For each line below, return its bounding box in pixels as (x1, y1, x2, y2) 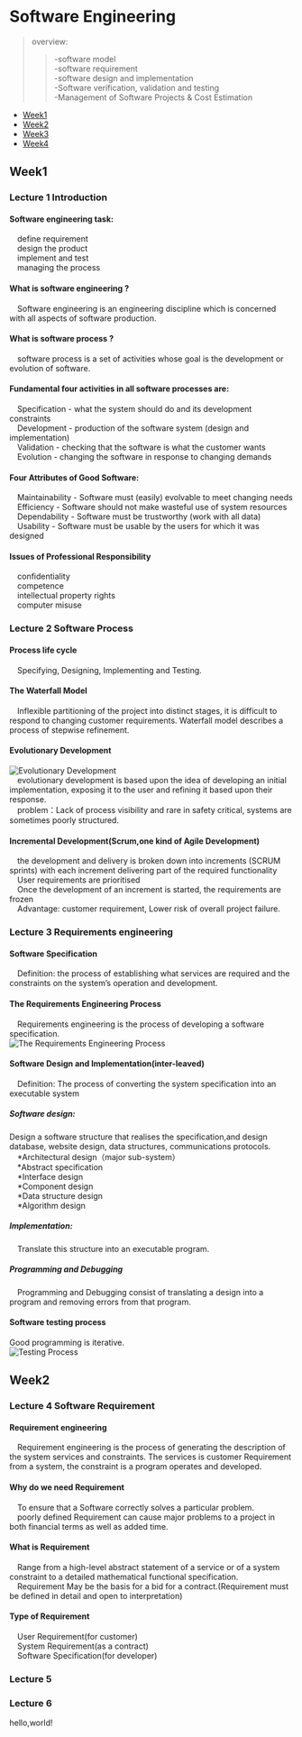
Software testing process (9, 1317, 106, 1328)
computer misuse (17, 599, 83, 610)
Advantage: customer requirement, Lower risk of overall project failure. (17, 903, 281, 914)
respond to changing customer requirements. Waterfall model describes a (9, 715, 284, 726)
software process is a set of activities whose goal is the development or (17, 353, 284, 364)
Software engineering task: (9, 214, 114, 224)
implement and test (17, 252, 89, 263)
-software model (53, 53, 116, 64)
